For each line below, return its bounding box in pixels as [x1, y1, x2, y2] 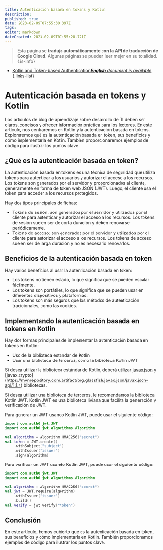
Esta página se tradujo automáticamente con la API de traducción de [17, 47, 159, 54]
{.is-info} [17, 58, 35, 64]
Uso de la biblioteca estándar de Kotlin [12, 352, 90, 358]
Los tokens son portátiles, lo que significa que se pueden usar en [12, 287, 144, 293]
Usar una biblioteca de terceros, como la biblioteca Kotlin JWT [12, 358, 138, 363]
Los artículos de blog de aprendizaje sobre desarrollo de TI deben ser [5, 116, 145, 122]
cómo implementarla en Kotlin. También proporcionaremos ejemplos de [5, 137, 149, 143]
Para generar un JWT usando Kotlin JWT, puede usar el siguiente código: [5, 412, 153, 418]
